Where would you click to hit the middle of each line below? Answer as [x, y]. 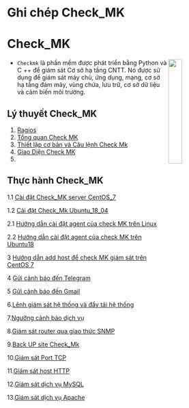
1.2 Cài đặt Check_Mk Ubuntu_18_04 [58, 210]
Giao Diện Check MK [46, 151]
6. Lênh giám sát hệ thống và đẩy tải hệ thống [71, 304]
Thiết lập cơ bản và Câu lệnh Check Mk [72, 144]
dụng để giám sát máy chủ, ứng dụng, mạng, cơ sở [88, 77]
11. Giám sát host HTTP [39, 370]
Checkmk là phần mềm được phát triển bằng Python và [92, 63]
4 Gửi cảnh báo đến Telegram [49, 278]
